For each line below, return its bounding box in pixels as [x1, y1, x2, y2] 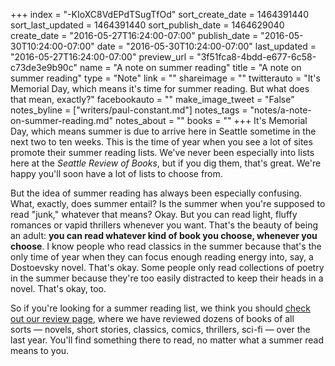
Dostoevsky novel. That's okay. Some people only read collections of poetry [10, 262, 325, 273]
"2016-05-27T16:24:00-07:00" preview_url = [10, 51, 195, 63]
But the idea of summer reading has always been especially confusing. [10, 187, 303, 199]
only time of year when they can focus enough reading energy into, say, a [10, 251, 314, 263]
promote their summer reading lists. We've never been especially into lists [10, 147, 315, 158]
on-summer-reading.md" [10, 115, 114, 126]
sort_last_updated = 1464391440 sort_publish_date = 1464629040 [10, 19, 285, 31]
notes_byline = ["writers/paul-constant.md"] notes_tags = [10, 104, 248, 116]
